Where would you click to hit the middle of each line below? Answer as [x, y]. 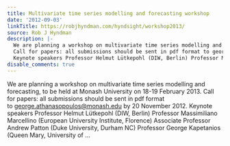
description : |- [30, 39]
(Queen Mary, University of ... [49, 135]
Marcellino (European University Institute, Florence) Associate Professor [109, 120]
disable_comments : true [41, 64]
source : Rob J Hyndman [39, 33]
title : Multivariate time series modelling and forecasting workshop [108, 13]
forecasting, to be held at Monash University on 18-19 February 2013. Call [111, 91]
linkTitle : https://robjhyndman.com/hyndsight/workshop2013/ [96, 26]
